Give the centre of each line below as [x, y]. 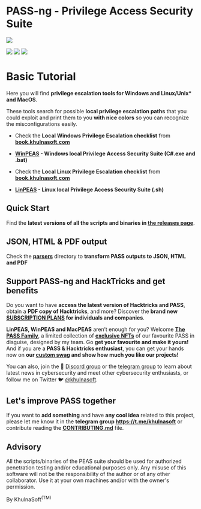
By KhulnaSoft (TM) [29, 499]
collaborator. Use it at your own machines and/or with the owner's [88, 480]
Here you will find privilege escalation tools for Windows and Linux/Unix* [99, 93]
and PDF [17, 263]
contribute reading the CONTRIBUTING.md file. [65, 428]
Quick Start [28, 208]
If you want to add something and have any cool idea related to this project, [100, 415]
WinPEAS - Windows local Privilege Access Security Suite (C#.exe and [105, 153]
